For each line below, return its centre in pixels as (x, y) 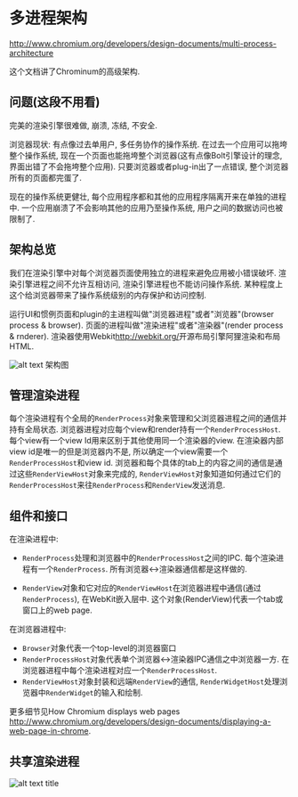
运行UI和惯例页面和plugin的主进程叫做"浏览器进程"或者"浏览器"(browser (141, 313)
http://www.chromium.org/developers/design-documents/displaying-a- (140, 721)
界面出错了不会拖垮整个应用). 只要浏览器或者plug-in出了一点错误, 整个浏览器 (149, 167)
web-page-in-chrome (49, 731)
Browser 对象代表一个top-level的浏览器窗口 (99, 648)
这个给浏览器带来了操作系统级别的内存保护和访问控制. (108, 295)
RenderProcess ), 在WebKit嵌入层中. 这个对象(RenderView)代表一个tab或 (153, 599)
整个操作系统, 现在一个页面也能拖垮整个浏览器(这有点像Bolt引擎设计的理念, (146, 155)
